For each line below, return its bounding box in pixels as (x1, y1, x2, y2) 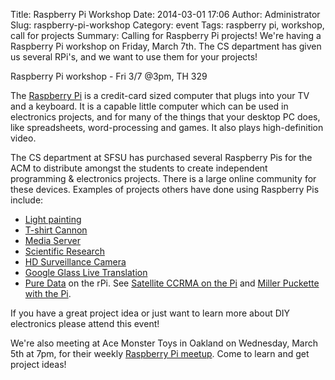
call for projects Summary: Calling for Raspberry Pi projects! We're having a (10, 30, 322, 41)
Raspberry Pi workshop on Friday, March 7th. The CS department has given (10, 40, 322, 52)
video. (10, 132, 37, 144)
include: (10, 194, 44, 206)
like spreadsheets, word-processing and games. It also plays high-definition (10, 122, 324, 133)
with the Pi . (24, 288, 72, 299)
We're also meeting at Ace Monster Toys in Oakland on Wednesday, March (10, 337, 319, 349)
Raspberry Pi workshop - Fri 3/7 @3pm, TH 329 (10, 70, 208, 82)
